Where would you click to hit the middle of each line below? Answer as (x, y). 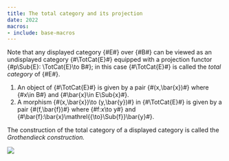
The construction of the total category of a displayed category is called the (113, 130)
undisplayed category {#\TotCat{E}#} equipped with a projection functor (110, 60)
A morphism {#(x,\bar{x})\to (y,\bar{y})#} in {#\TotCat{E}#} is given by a (119, 102)
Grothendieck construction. (46, 138)
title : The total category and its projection (75, 13)
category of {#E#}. (34, 74)
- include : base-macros (41, 33)
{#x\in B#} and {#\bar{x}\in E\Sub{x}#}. (73, 95)
